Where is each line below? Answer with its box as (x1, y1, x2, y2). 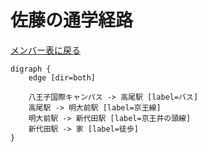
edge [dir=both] (28, 72, 97, 83)
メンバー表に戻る (10, 44, 81, 56)
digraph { (10, 64, 52, 74)
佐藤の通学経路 (10, 9, 134, 32)
